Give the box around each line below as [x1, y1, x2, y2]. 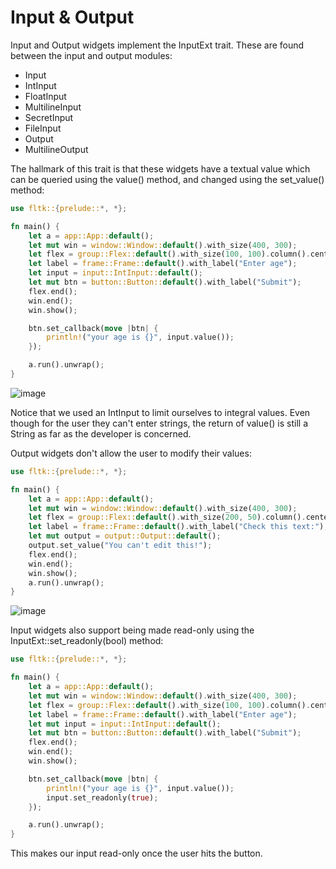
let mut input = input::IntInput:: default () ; [28, 719, 222, 729]
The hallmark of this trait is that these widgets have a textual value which [10, 162, 311, 175]
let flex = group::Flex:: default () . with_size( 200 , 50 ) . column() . [28, 512, 307, 523]
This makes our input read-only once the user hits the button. [10, 847, 263, 860]
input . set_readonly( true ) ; [46, 792, 159, 803]
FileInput [24, 122, 62, 134]
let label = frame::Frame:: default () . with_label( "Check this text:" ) [28, 522, 325, 532]
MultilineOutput [24, 143, 89, 155]
